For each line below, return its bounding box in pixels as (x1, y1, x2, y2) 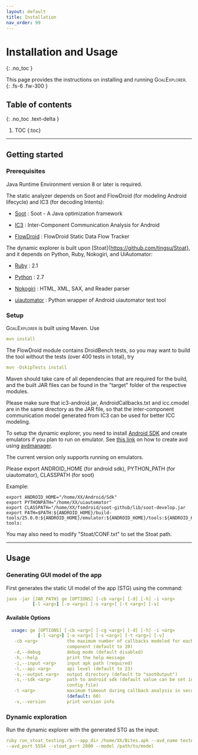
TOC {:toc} (14, 127, 41, 134)
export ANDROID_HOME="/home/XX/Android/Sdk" (6, 494, 117, 500)
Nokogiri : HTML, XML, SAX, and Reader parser (14, 285, 130, 292)
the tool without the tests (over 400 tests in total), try (6, 353, 134, 360)
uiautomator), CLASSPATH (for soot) (6, 471, 94, 478)
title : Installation (6, 14, 57, 20)
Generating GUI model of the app (6, 571, 102, 579)
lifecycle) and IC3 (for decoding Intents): (6, 198, 104, 205)
